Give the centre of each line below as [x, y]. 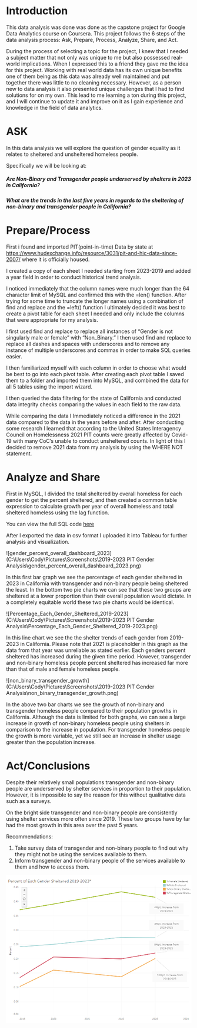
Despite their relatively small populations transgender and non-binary [90, 782]
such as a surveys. [29, 801]
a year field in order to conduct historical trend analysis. [74, 277]
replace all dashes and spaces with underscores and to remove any [88, 344]
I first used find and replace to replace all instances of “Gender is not [90, 331]
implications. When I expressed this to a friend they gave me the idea [105, 64]
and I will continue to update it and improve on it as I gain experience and [95, 101]
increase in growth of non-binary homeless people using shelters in [88, 723]
